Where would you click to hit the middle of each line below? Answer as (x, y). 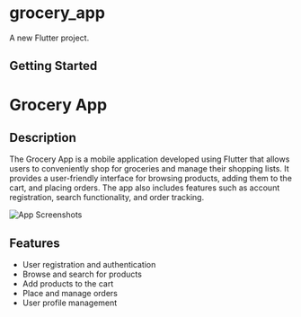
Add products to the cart (68, 284)
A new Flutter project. (49, 38)
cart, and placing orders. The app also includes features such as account (145, 188)
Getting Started (53, 66)
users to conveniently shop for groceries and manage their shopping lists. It (149, 169)
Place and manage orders (70, 294)
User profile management (70, 303)
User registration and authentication (89, 265)
